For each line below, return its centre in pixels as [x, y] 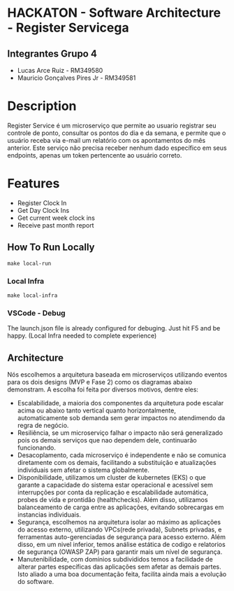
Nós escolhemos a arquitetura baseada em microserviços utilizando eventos [117, 375]
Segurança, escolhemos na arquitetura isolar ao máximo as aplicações [119, 522]
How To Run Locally [51, 248]
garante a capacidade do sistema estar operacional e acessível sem [115, 485]
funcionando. [36, 448]
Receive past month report [56, 225]
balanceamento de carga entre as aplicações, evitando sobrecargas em [120, 507]
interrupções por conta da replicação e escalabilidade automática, [112, 492]
